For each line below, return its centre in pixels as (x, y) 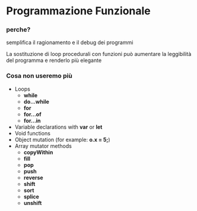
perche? (18, 30)
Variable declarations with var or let (58, 127)
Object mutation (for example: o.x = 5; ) (63, 139)
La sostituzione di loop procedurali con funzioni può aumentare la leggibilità (99, 54)
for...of (32, 114)
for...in (32, 120)
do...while (36, 101)
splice (31, 196)
